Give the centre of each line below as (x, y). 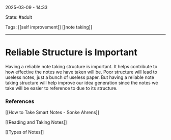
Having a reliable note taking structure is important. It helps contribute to (81, 66)
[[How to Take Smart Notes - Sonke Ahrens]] (52, 113)
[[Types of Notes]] (25, 132)
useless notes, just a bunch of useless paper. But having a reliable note (80, 77)
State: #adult (19, 17)
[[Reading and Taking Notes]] (36, 122)
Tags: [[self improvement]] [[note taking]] (49, 27)
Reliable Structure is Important (71, 52)
